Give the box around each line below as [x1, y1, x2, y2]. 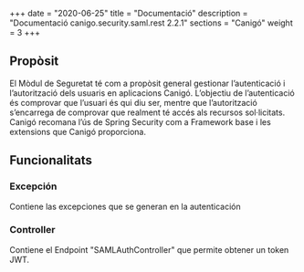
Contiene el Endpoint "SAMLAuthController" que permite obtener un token [9, 244, 289, 255]
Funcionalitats [9, 152, 93, 168]
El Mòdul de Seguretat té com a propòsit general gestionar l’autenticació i [9, 78, 286, 89]
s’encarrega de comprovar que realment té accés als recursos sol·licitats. [9, 107, 286, 118]
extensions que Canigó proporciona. [9, 126, 146, 137]
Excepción [9, 180, 58, 193]
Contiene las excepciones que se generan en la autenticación [9, 201, 241, 212]
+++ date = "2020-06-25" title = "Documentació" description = [9, 8, 248, 18]
